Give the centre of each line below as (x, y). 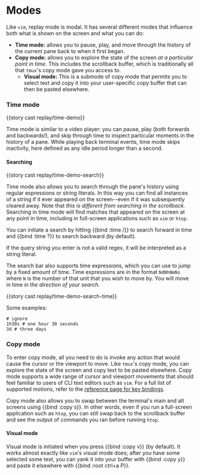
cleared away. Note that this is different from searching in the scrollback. (96, 206)
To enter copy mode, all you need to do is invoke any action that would (93, 357)
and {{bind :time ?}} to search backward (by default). (71, 236)
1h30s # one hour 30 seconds (42, 324)
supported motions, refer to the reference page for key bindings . (86, 389)
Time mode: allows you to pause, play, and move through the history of (103, 45)
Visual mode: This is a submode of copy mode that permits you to (105, 76)
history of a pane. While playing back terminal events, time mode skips (93, 142)
